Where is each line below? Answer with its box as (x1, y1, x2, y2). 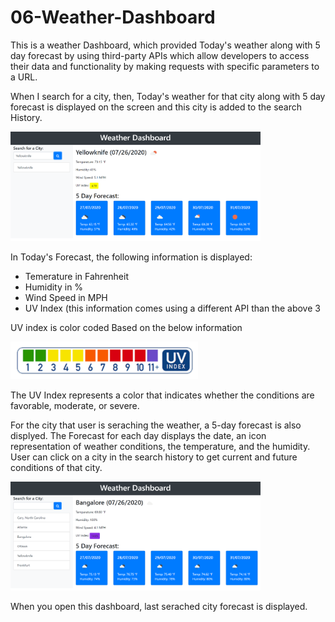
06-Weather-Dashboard (10, 6, 216, 29)
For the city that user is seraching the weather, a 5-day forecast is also (10, 419, 302, 431)
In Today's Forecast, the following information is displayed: (10, 251, 253, 263)
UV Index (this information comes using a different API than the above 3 (24, 302, 321, 315)
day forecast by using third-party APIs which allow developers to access (10, 49, 310, 61)
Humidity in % (24, 281, 84, 293)
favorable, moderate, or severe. (10, 399, 140, 411)
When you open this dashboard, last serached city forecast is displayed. (10, 601, 308, 613)
